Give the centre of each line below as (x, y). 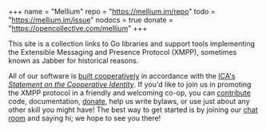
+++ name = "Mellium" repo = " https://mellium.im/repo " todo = (112, 12)
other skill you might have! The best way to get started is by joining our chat (133, 110)
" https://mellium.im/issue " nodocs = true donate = (91, 20)
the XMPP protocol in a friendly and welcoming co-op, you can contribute (130, 93)
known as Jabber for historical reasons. (73, 60)
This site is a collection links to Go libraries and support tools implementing (132, 44)
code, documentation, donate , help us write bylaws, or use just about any (129, 101)
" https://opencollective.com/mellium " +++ (78, 28)
